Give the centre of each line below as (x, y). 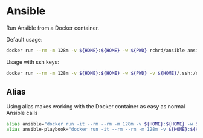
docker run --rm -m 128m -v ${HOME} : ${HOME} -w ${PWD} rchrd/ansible (96, 50)
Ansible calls (22, 113)
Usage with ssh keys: (33, 62)
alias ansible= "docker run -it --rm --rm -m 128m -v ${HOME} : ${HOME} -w (100, 124)
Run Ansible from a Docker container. (53, 28)
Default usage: (24, 39)
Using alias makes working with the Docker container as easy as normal (96, 106)
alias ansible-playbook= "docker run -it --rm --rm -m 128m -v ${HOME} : (98, 130)
